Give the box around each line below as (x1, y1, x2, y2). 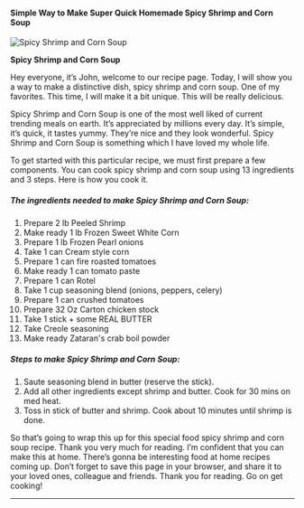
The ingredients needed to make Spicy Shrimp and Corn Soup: (10, 194, 250, 205)
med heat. (23, 396, 61, 407)
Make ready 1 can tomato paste (23, 266, 141, 277)
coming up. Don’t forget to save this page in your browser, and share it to (10, 461, 282, 472)
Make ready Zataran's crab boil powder (23, 333, 170, 343)
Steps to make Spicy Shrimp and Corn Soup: (10, 353, 180, 364)
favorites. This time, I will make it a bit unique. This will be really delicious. (10, 91, 284, 102)
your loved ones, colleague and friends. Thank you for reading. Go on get (10, 471, 283, 482)
